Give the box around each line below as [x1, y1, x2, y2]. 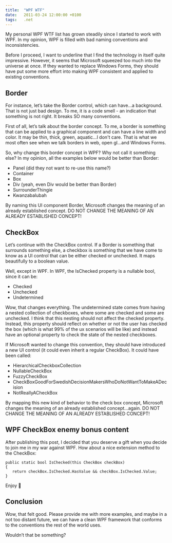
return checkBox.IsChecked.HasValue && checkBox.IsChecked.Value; [12, 469, 158, 474]
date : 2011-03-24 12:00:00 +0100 [5, 12, 82, 17]
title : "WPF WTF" [5, 7, 45, 13]
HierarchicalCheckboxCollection [12, 363, 81, 368]
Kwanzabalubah [12, 192, 47, 198]
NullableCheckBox [12, 368, 52, 374]
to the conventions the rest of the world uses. [5, 522, 102, 528]
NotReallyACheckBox [12, 390, 58, 396]
